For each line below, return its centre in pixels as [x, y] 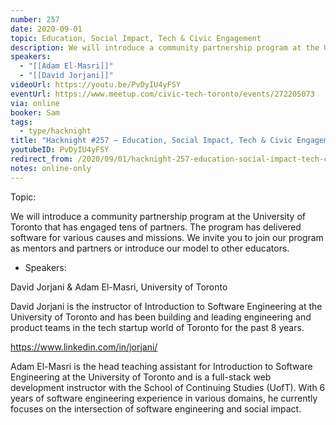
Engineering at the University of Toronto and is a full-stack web [141, 377]
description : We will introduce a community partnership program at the [165, 47]
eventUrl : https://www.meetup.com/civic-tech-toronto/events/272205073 [162, 94]
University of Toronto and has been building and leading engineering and [161, 317]
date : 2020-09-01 [46, 29]
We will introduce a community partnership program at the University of [158, 216]
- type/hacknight [55, 131]
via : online [35, 103]
